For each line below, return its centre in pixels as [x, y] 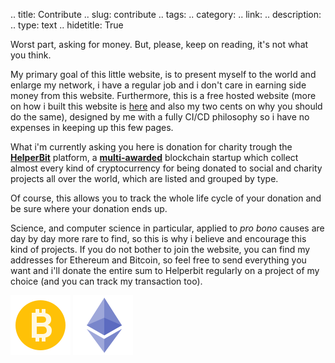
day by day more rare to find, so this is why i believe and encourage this [158, 238]
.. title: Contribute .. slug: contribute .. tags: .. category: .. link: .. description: [166, 14]
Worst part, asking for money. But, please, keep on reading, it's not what [159, 44]
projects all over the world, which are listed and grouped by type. [144, 178]
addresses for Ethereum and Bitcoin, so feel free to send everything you [158, 260]
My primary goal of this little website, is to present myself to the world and [163, 74]
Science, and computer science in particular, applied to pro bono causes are [167, 228]
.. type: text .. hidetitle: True [67, 25]
